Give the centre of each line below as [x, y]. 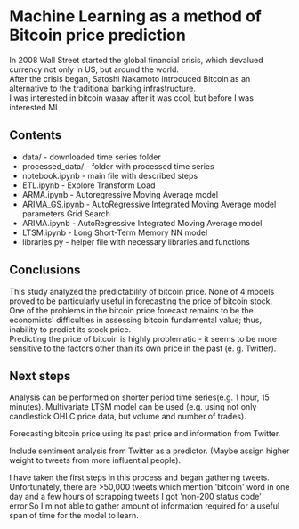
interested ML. [36, 107]
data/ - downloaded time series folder [92, 157]
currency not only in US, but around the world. [94, 69]
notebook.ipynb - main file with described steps [110, 175]
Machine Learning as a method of [136, 16]
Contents [36, 135]
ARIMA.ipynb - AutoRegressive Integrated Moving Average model [142, 223]
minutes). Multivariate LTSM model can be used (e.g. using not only [133, 407]
